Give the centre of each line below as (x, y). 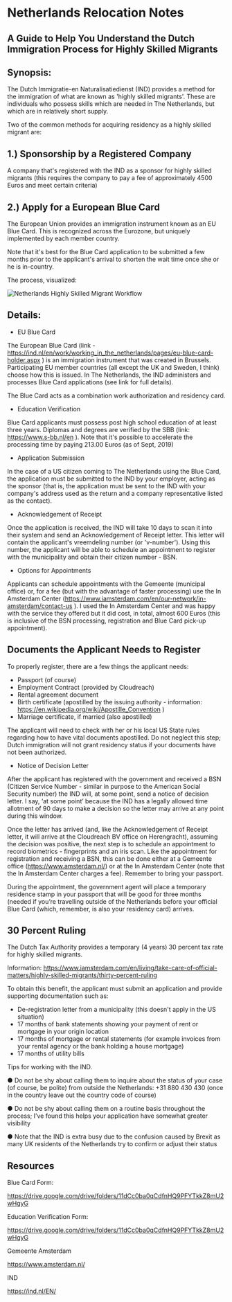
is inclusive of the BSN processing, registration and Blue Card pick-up (107, 621)
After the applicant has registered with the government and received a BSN (114, 779)
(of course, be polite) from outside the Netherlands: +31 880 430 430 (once (115, 1088)
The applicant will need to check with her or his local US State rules (104, 730)
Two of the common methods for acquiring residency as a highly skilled (109, 125)
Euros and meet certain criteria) (53, 186)
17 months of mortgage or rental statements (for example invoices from (118, 1039)
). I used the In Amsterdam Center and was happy (145, 606)
